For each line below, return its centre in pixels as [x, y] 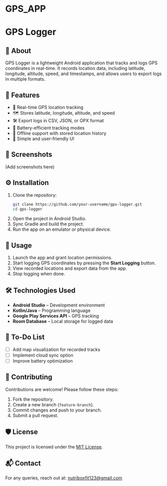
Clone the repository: [35, 195]
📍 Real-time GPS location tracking [48, 107]
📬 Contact [23, 463]
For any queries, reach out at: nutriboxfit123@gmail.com [64, 478]
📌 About [18, 50]
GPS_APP [26, 9]
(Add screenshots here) [30, 167]
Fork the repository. [33, 399]
